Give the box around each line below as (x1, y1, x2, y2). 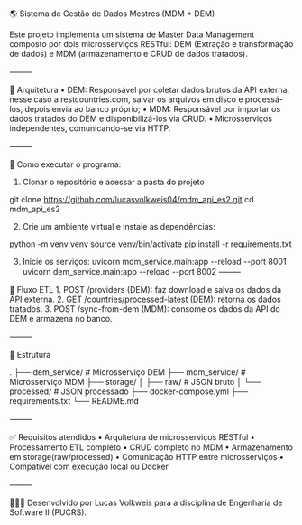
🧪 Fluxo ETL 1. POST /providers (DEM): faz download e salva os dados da (9, 285, 282, 295)
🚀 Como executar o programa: (9, 159, 122, 170)
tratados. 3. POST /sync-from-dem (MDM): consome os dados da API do (9, 304, 281, 314)
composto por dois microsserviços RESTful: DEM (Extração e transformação (9, 39, 294, 49)
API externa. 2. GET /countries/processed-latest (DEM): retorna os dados (9, 294, 281, 305)
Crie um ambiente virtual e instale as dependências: (22, 221, 216, 231)
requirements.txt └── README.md (9, 396, 140, 406)
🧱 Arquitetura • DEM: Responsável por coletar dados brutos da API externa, (9, 85, 290, 95)
